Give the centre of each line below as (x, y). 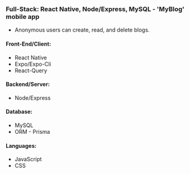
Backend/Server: (28, 85)
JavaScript (28, 159)
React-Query (31, 70)
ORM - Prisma (32, 131)
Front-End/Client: (28, 44)
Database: (19, 112)
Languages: (21, 145)
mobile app (23, 16)
